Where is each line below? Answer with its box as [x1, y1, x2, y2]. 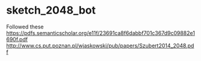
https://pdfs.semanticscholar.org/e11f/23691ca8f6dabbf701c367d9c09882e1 [6, 29, 195, 36]
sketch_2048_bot [6, 4, 96, 17]
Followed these [6, 23, 44, 30]
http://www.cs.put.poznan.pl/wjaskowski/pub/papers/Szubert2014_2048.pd [6, 42, 194, 49]
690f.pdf [6, 36, 28, 43]
